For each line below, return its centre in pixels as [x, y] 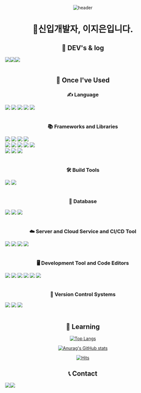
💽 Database [83, 201]
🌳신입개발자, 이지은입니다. [83, 29]
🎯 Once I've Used [83, 80]
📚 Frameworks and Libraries [83, 127]
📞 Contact [83, 373]
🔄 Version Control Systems [83, 294]
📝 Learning [83, 327]
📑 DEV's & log [83, 48]
